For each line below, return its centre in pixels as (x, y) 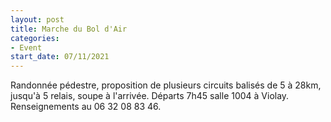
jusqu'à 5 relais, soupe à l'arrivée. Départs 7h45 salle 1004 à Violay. (150, 96)
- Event (26, 47)
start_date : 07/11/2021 (60, 57)
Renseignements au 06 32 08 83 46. (86, 107)
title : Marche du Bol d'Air (69, 29)
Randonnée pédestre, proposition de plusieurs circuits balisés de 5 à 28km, (166, 85)
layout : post (37, 19)
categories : (35, 38)
